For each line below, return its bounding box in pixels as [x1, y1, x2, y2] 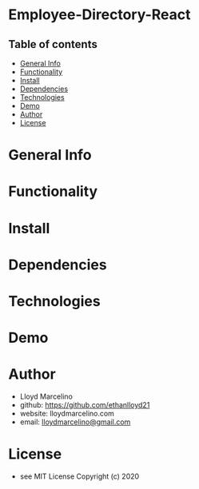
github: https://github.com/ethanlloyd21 [19, 400, 150, 410]
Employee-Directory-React [8, 6, 191, 24]
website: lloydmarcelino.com [19, 409, 114, 419]
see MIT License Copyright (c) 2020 [19, 471, 140, 481]
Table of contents [8, 38, 98, 51]
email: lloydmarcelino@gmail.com [19, 417, 131, 427]
